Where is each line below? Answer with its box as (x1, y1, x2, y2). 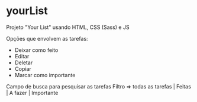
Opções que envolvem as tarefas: (6, 35, 88, 42)
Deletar (14, 59, 33, 66)
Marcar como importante (14, 71, 76, 78)
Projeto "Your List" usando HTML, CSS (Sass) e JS (6, 24, 130, 31)
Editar (14, 52, 30, 60)
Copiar (14, 65, 31, 72)
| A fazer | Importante (6, 89, 59, 96)
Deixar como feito (14, 46, 59, 54)
